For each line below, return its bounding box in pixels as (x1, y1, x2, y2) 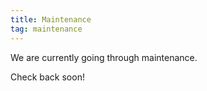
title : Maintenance (10, 14, 92, 25)
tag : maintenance (10, 24, 83, 34)
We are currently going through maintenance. (10, 51, 198, 63)
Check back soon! (10, 71, 85, 83)
